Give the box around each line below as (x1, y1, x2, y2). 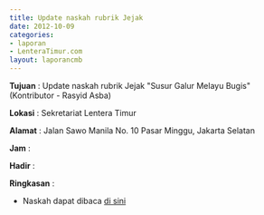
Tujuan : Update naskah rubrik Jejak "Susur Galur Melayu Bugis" (9, 81, 251, 91)
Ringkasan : (9, 178, 55, 189)
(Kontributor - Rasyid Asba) (9, 90, 111, 101)
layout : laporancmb (9, 55, 83, 64)
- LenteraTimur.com (9, 47, 83, 56)
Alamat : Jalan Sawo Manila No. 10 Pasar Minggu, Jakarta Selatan (9, 125, 256, 136)
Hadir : (9, 161, 35, 171)
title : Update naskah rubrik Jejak (9, 13, 144, 23)
